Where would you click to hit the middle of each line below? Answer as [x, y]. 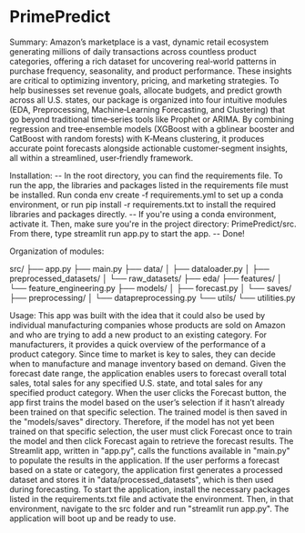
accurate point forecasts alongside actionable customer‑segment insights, [149, 148]
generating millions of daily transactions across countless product [133, 51]
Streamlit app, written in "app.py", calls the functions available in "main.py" [150, 450]
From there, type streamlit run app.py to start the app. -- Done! [127, 233]
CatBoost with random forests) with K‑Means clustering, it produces [137, 138]
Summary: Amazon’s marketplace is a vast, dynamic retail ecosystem [139, 42]
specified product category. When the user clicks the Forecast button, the [148, 392]
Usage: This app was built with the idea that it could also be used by [137, 315]
